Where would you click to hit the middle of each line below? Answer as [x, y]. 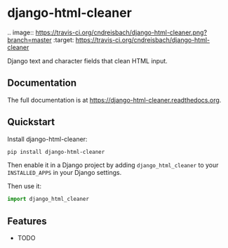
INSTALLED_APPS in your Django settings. [65, 173]
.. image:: [21, 32]
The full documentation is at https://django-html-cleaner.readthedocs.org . [114, 100]
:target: [63, 39]
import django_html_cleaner [48, 199]
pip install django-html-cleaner [56, 152]
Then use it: [25, 186]
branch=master [29, 39]
